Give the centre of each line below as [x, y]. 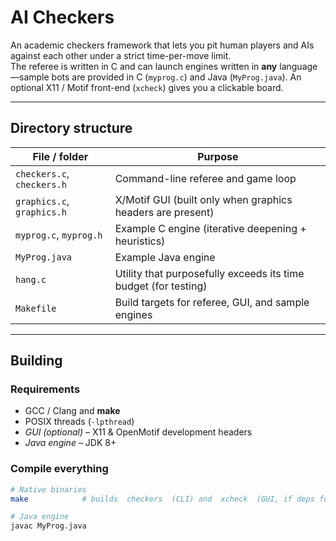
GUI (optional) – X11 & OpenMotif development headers [138, 432]
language [298, 66]
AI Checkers [62, 17]
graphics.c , [42, 201]
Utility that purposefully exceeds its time [209, 273]
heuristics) [140, 241]
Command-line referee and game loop [205, 178]
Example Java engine [165, 257]
